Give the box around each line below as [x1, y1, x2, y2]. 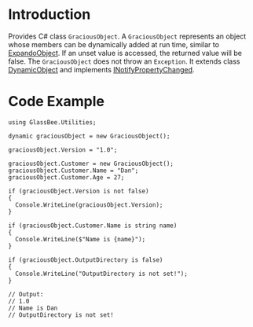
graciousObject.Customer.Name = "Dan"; [8, 167, 139, 175]
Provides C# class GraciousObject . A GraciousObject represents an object [8, 31, 247, 41]
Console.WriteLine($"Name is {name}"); [15, 235, 146, 243]
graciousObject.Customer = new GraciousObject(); [8, 160, 174, 167]
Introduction [8, 6, 91, 24]
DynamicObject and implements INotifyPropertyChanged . [8, 64, 195, 74]
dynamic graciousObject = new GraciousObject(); [8, 132, 170, 140]
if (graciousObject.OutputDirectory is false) [8, 255, 163, 264]
